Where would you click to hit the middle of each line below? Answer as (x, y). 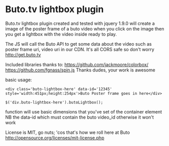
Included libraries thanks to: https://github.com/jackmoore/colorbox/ (77, 64)
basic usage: (19, 80)
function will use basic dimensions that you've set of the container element (84, 112)
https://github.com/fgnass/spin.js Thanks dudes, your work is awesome (80, 70)
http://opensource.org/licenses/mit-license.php (55, 137)
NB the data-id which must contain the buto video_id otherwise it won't (79, 117)
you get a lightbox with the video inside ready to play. (61, 34)
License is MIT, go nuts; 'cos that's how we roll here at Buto (68, 132)
